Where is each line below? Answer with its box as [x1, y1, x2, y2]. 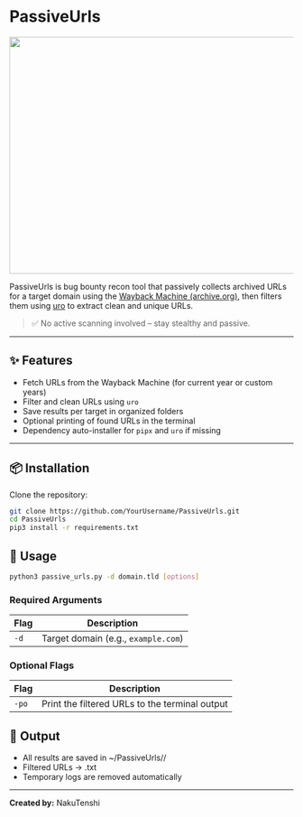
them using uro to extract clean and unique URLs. [9, 300, 194, 311]
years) [22, 386, 47, 397]
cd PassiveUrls [9, 515, 67, 525]
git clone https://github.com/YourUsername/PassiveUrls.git [9, 506, 241, 515]
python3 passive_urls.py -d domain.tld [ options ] [9, 572, 200, 581]
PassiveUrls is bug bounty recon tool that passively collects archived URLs [9, 281, 287, 292]
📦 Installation [9, 460, 90, 476]
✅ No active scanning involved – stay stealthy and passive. [31, 318, 251, 329]
